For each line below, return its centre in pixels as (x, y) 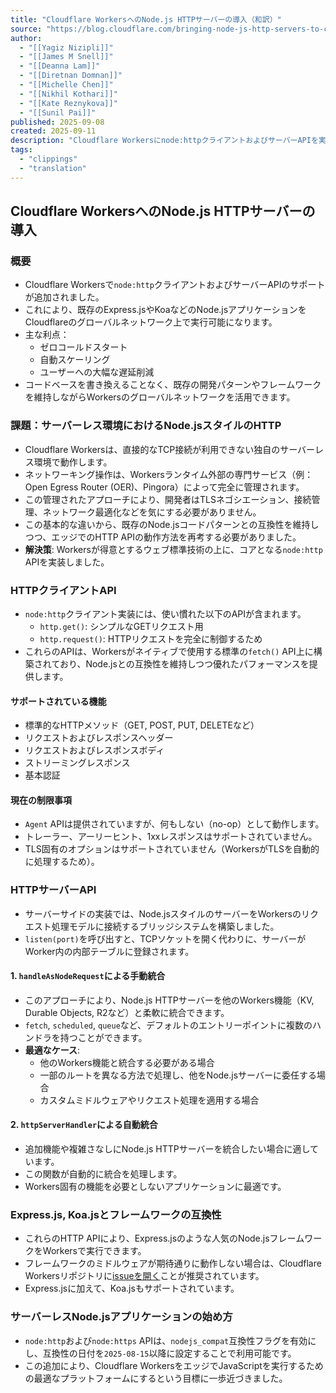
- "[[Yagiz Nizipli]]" (66, 47)
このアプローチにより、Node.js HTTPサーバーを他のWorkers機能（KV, (169, 1000)
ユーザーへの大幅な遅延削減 (97, 372)
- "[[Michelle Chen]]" (66, 85)
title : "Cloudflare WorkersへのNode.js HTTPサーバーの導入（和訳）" (146, 19)
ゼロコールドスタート (83, 347)
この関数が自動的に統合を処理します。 (103, 1174)
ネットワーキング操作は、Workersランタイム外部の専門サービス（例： (169, 474)
